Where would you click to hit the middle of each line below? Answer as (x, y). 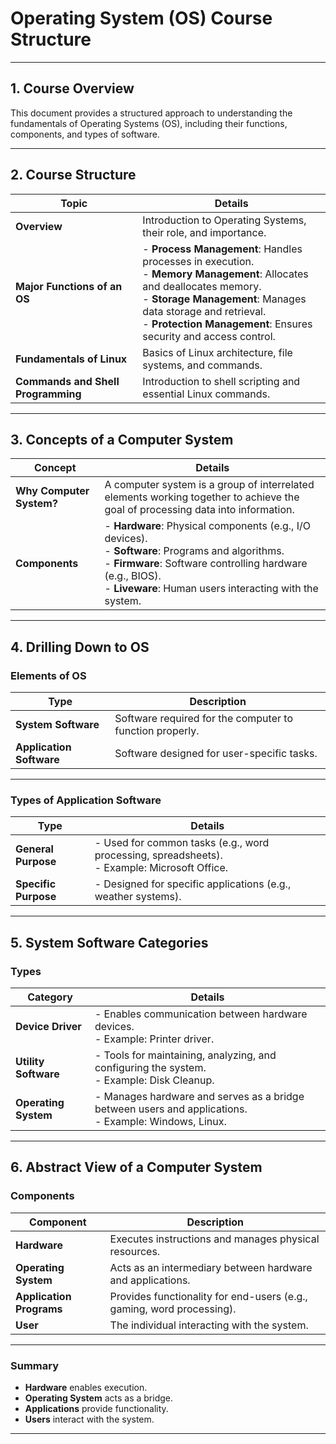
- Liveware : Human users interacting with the (211, 589)
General (34, 849)
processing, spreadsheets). (158, 855)
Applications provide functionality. (96, 1409)
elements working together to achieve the (202, 497)
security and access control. (209, 336)
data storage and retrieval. (204, 311)
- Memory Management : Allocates (225, 274)
